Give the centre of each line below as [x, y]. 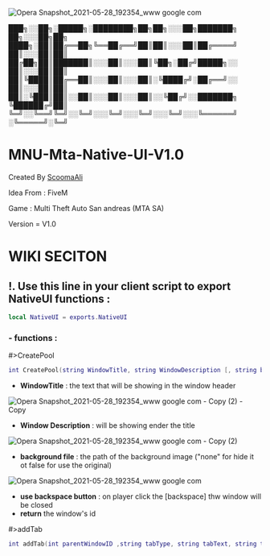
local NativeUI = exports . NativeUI [68, 317]
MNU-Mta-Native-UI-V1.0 [96, 155]
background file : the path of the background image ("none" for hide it [137, 456]
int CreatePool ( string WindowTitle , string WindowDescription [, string [133, 371]
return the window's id [58, 513]
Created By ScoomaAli [45, 176]
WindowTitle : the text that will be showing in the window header [128, 385]
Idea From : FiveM [38, 193]
